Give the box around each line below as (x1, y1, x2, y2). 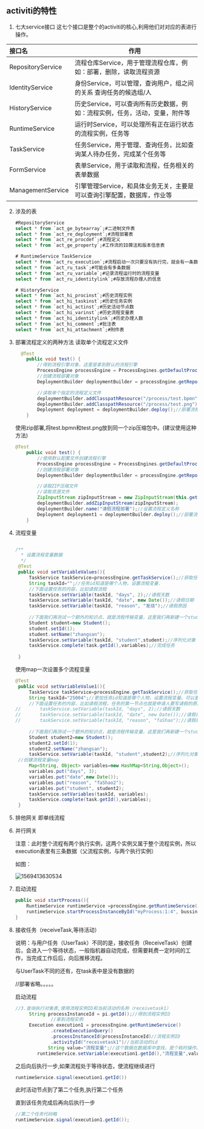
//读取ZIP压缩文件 (37, 483, 78, 489)
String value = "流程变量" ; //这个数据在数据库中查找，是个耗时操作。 (47, 1044, 202, 1051)
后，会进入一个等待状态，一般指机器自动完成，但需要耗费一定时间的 (15, 946, 186, 954)
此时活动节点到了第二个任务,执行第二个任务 (15, 1086, 123, 1094)
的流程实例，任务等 (75, 129, 130, 138)
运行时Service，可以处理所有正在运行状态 (75, 120, 194, 128)
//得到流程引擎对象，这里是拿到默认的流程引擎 (37, 362, 138, 368)
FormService (9, 165, 46, 173)
